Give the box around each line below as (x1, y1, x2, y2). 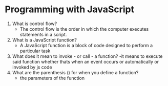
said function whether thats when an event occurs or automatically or (12, 58, 159, 64)
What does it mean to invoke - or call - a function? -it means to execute (12, 53, 163, 59)
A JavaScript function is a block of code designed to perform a (19, 42, 153, 48)
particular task (19, 48, 51, 54)
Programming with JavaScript (5, 4, 134, 15)
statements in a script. (19, 31, 67, 37)
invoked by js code (12, 64, 52, 70)
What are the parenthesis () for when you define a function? (12, 69, 139, 75)
